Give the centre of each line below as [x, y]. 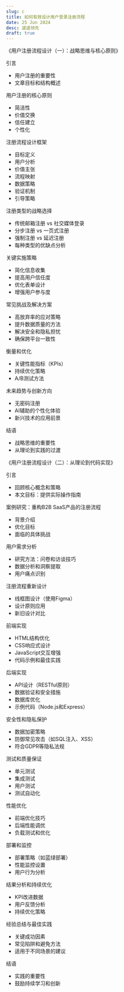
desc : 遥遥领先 [23, 28]
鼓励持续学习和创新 [38, 983]
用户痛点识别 [30, 574]
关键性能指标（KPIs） [40, 364]
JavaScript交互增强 [38, 653]
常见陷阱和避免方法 [38, 944]
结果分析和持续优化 [29, 885]
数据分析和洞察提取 [38, 567]
